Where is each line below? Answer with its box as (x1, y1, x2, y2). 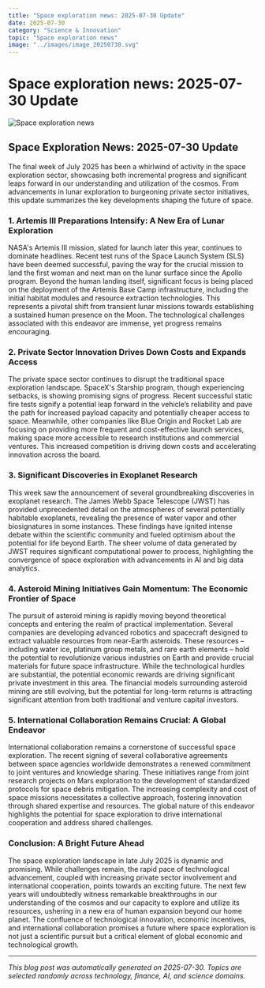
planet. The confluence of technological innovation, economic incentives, (8, 914, 247, 924)
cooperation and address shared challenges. (8, 818, 154, 828)
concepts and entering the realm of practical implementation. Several (8, 620, 233, 629)
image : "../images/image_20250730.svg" (8, 41, 140, 49)
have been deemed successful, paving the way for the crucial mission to (8, 260, 244, 270)
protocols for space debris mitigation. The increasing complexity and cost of (8, 784, 257, 794)
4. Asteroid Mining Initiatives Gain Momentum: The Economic (8, 583, 248, 594)
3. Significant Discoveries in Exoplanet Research (8, 469, 199, 481)
